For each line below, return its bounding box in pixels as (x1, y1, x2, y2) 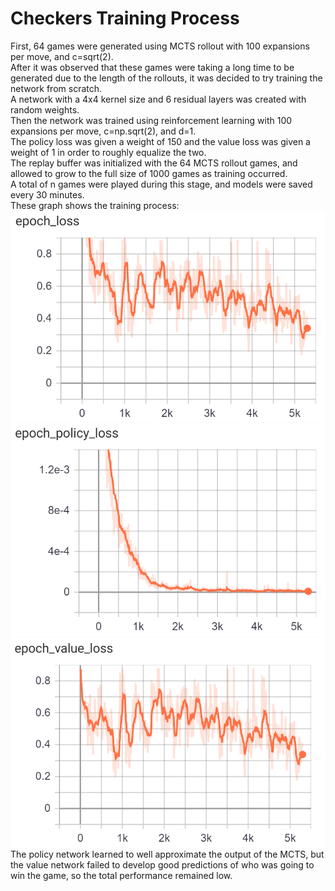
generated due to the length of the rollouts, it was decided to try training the (10, 72, 323, 84)
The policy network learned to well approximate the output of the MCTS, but (10, 848, 325, 861)
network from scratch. (10, 82, 103, 94)
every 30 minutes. (10, 188, 85, 201)
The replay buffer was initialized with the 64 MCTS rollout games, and (10, 157, 298, 169)
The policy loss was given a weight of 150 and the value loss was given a (10, 135, 311, 147)
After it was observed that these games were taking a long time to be (10, 61, 295, 73)
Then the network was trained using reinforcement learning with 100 (10, 114, 293, 126)
